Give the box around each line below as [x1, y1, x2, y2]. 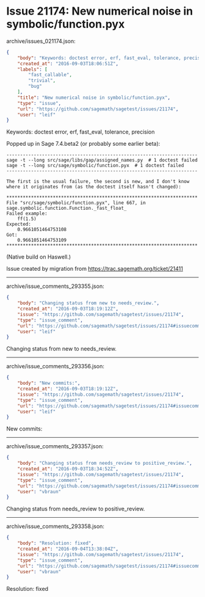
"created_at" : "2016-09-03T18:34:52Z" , [17, 466, 119, 472]
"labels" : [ [17, 66, 48, 73]
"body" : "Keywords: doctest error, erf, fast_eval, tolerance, [17, 55, 182, 61]
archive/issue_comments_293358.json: [6, 523, 105, 530]
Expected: [6, 221, 32, 227]
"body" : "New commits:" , [17, 380, 81, 387]
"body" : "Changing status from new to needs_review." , [17, 300, 160, 306]
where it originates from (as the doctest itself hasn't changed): [6, 184, 182, 190]
